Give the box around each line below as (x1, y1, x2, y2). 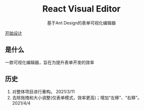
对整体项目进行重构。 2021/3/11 (12, 88, 75, 95)
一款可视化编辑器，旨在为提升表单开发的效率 (5, 59, 95, 65)
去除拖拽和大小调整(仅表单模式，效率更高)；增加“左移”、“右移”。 (12, 95, 142, 100)
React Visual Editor (42, 3, 121, 14)
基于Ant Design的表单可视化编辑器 (47, 20, 116, 26)
